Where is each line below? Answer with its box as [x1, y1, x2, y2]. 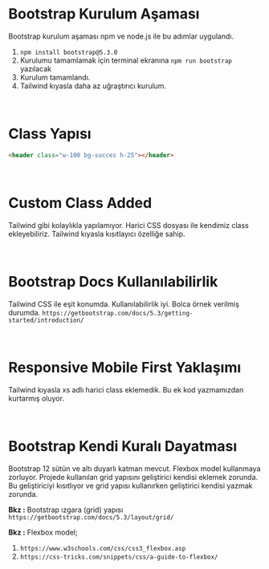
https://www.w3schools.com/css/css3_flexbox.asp [19, 544, 186, 552]
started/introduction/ [8, 316, 84, 324]
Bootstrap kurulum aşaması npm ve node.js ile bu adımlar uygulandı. [8, 31, 234, 41]
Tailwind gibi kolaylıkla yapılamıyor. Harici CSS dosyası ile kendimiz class [8, 220, 249, 230]
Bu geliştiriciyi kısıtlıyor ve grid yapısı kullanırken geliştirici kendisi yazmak [8, 481, 253, 490]
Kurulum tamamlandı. [19, 72, 91, 82]
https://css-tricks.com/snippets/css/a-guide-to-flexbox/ [19, 553, 218, 561]
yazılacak [19, 63, 52, 73]
